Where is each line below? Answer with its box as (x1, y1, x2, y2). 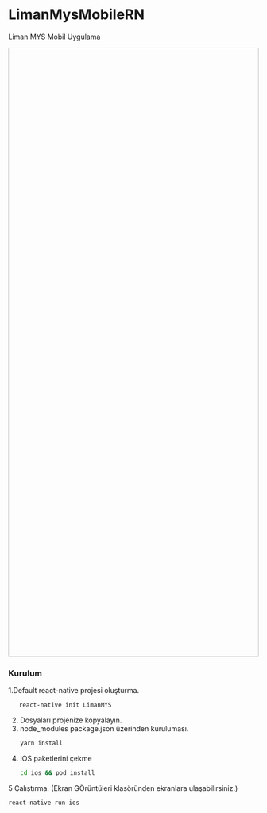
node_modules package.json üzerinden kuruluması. (19, 724, 189, 734)
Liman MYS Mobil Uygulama (8, 32, 101, 41)
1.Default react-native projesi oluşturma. (8, 686, 140, 695)
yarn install (19, 739, 64, 748)
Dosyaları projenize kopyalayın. (19, 715, 122, 725)
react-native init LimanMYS (18, 701, 112, 709)
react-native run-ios (8, 799, 80, 807)
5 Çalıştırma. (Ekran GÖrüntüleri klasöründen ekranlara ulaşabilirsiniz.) (8, 783, 238, 792)
